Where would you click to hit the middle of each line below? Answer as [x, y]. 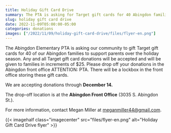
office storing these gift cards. [37, 75]
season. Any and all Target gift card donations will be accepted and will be [83, 59]
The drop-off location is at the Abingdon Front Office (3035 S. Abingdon [82, 95]
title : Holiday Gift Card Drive [39, 10]
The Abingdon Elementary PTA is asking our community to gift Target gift [82, 48]
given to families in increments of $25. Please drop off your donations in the [85, 64]
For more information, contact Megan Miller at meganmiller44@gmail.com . [83, 110]
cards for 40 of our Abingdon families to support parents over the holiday [82, 53]
